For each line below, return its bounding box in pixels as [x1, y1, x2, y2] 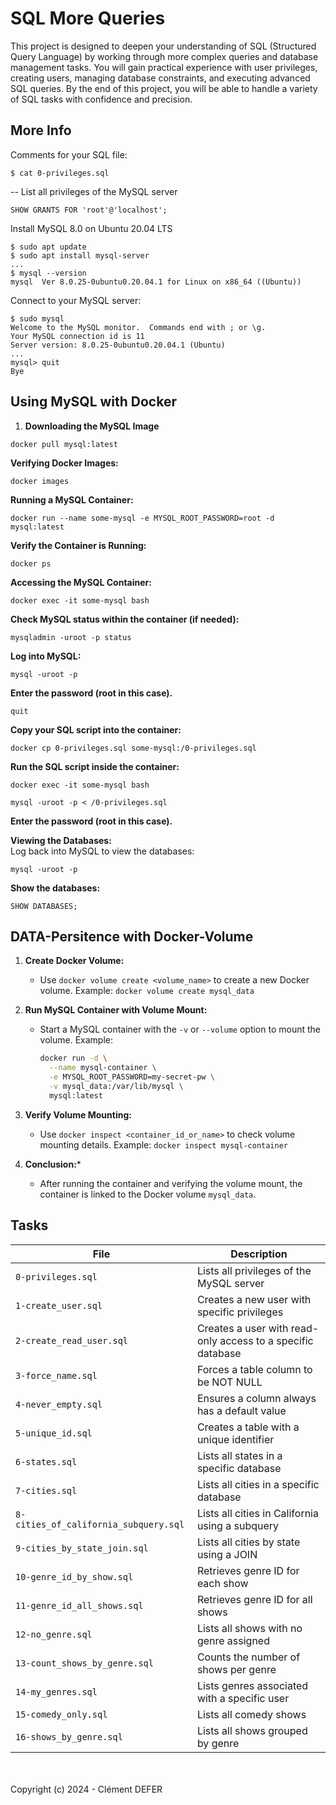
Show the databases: [10, 882, 101, 894]
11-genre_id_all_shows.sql [15, 1600, 144, 1611]
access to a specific [219, 1333, 314, 1347]
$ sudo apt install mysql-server [10, 250, 150, 261]
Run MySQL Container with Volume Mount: [24, 1004, 208, 1016]
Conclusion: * [24, 1158, 82, 1170]
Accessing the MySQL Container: [10, 576, 152, 588]
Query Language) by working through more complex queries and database [10, 50, 319, 62]
